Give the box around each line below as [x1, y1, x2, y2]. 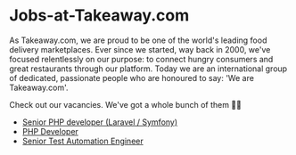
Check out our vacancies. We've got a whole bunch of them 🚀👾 [9, 99, 243, 110]
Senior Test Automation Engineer [21, 135, 144, 146]
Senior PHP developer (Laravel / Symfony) [21, 117, 178, 127]
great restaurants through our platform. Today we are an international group [9, 63, 288, 74]
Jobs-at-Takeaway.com [9, 5, 190, 26]
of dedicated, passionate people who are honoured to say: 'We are [9, 72, 254, 83]
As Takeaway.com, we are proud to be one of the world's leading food [9, 35, 267, 45]
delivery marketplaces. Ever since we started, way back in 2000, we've [9, 44, 271, 54]
